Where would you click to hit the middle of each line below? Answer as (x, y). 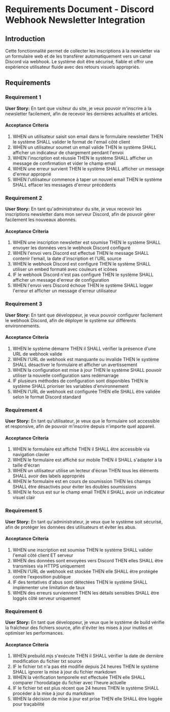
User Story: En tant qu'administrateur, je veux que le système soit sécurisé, (84, 521)
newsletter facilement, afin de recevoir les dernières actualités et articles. (82, 114)
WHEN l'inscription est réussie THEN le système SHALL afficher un (82, 158)
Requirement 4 (24, 410)
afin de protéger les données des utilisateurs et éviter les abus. (71, 527)
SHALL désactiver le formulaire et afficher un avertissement (75, 365)
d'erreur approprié (32, 174)
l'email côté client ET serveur (43, 555)
